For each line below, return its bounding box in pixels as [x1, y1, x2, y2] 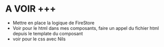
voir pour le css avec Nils [12, 36, 66, 42]
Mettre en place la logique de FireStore [12, 20, 95, 26]
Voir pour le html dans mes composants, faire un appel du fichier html [12, 25, 159, 31]
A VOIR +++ [5, 3, 56, 15]
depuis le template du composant [12, 30, 83, 36]
